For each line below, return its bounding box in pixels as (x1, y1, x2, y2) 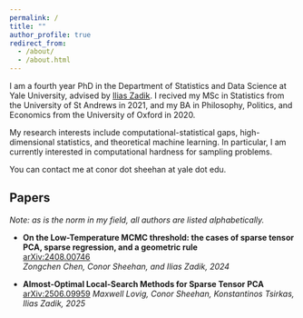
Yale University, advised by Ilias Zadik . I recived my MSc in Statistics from (9, 90, 285, 101)
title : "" (9, 22, 47, 31)
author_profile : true (9, 30, 92, 39)
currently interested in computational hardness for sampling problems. (9, 146, 273, 157)
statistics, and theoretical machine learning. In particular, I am (56, 137, 287, 147)
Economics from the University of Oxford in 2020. (9, 110, 196, 120)
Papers (9, 190, 51, 205)
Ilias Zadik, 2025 (22, 297, 86, 309)
